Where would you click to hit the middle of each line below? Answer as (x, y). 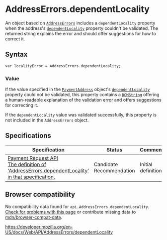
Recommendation (114, 170)
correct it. (15, 39)
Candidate (106, 164)
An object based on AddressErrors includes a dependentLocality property (80, 23)
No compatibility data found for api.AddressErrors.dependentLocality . (77, 206)
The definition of (27, 164)
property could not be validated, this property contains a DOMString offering (82, 95)
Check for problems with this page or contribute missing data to (71, 212)
